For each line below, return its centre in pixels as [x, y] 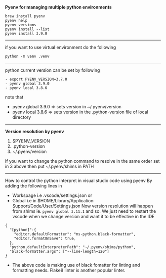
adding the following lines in [34, 186]
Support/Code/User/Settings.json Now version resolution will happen [83, 206]
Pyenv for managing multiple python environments [59, 7]
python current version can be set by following [53, 70]
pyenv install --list [27, 29]
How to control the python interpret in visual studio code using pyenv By [79, 181]
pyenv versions [21, 25]
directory [21, 117]
